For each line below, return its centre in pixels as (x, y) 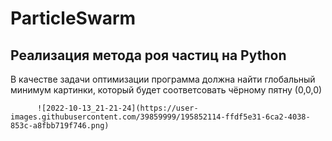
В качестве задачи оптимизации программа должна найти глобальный (163, 79)
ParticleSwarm (73, 18)
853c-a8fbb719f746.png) (60, 126)
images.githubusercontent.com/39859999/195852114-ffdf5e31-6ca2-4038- (160, 117)
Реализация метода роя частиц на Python (148, 55)
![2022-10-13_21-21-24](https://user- (117, 108)
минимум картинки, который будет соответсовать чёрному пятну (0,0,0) (166, 90)
